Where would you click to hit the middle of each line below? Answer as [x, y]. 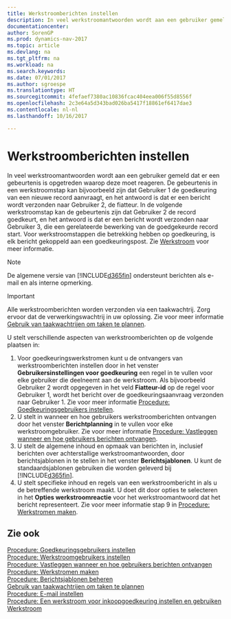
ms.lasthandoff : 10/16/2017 [47, 116]
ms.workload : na [30, 65]
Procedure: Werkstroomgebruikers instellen [69, 557]
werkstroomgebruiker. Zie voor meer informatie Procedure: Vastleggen [117, 431]
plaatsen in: [23, 345]
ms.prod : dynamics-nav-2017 [47, 39]
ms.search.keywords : [37, 71]
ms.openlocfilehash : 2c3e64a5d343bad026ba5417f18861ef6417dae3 [100, 103]
